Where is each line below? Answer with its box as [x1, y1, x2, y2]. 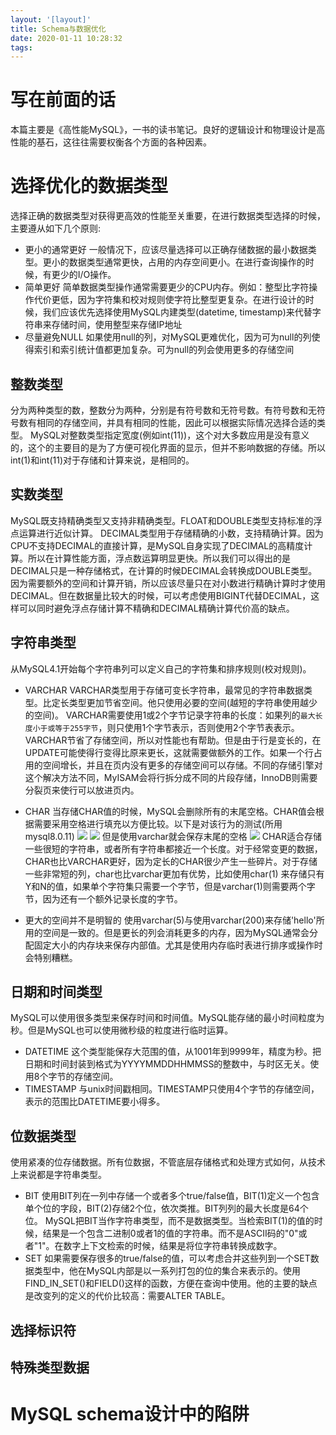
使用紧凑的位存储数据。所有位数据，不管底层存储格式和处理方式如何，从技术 [10, 1156, 326, 1168]
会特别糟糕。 [24, 951, 78, 963]
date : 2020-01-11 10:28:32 [10, 33, 123, 43]
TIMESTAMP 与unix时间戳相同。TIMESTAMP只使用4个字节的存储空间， [24, 1083, 320, 1095]
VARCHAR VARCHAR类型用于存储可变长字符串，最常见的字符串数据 [24, 684, 305, 696]
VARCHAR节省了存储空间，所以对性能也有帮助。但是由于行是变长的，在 [24, 734, 322, 746]
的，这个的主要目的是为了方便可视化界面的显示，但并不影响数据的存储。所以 [10, 441, 326, 453]
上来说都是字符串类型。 [10, 1169, 107, 1181]
